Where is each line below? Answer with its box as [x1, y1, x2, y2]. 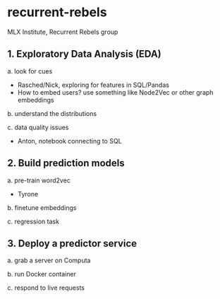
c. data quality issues [7, 123, 69, 131]
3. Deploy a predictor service [7, 238, 137, 250]
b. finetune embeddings [7, 203, 77, 212]
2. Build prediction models [7, 157, 125, 170]
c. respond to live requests [7, 283, 85, 292]
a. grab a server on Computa [7, 256, 91, 265]
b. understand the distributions [7, 109, 97, 117]
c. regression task [7, 217, 60, 225]
